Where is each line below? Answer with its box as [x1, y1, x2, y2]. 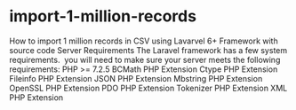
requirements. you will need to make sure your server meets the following [9, 54, 281, 65]
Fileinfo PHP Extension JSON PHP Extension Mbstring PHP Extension [9, 73, 263, 83]
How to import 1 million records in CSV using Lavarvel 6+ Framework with [9, 35, 278, 46]
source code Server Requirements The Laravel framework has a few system [9, 44, 287, 55]
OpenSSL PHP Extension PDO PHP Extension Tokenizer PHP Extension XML [9, 82, 288, 93]
